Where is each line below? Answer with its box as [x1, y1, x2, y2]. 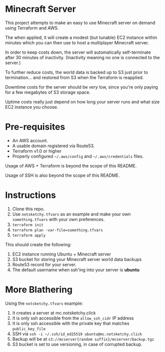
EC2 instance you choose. [5, 104, 58, 110]
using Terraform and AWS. [5, 25, 59, 31]
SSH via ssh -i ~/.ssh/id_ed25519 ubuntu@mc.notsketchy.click [12, 331, 142, 337]
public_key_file [12, 326, 46, 331]
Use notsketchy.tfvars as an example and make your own [12, 211, 131, 217]
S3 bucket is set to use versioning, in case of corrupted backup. [12, 341, 143, 347]
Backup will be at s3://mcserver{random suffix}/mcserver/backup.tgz [12, 336, 154, 342]
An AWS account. [12, 137, 48, 143]
